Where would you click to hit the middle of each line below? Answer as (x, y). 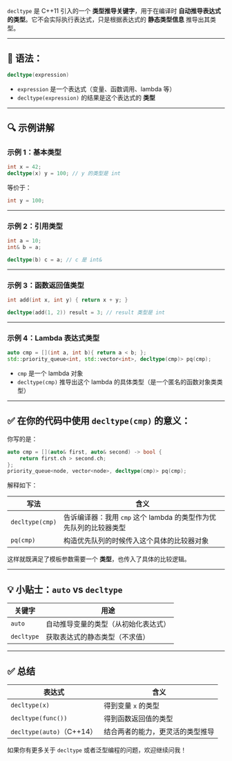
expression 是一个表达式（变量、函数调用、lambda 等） (96, 88)
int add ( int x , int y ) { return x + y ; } (68, 300)
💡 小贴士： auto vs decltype (65, 589)
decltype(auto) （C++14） (54, 731)
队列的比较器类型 (98, 528)
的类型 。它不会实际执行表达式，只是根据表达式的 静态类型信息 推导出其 (109, 19)
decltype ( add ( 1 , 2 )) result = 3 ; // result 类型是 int (86, 313)
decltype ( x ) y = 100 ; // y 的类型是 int (64, 173)
